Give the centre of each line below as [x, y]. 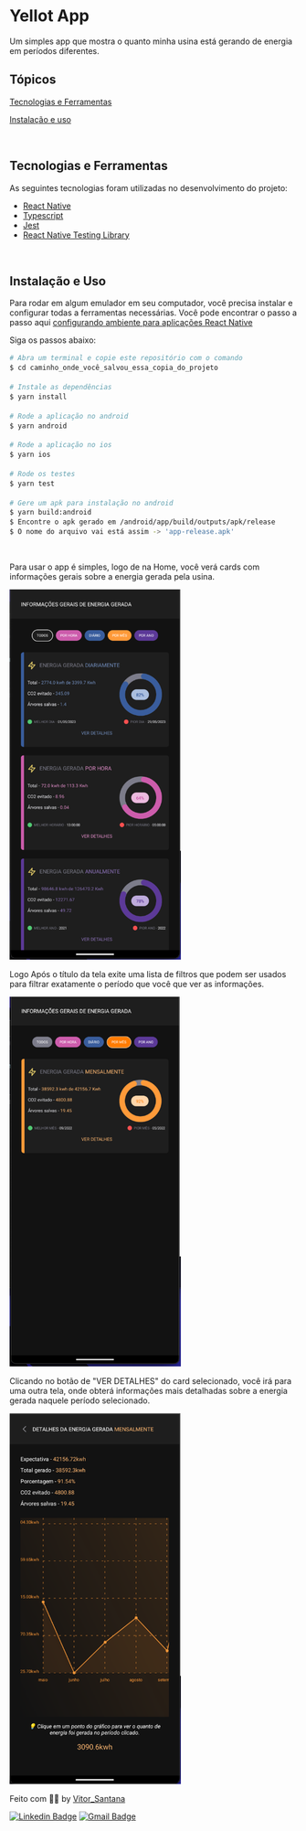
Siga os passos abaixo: [53, 340]
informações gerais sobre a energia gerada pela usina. [112, 576]
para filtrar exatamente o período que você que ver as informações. [137, 985]
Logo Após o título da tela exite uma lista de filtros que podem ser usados [148, 974]
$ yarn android [38, 426]
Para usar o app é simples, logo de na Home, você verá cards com [135, 567]
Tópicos [33, 80]
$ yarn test [32, 484]
